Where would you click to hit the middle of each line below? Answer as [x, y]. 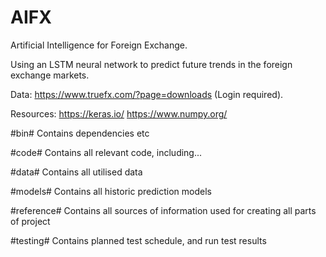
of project [30, 221]
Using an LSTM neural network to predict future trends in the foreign [151, 64]
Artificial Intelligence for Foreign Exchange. [99, 45]
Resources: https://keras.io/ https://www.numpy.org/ [119, 113]
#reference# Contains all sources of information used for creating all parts [163, 210]
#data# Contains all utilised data [76, 172]
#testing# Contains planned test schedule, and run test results [138, 240]
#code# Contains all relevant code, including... [106, 152]
